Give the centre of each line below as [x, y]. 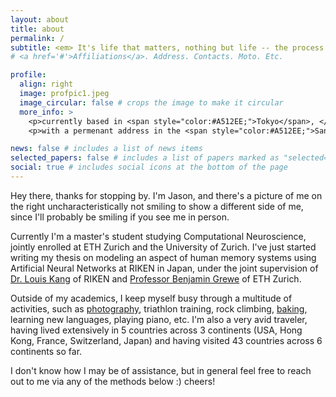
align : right [46, 84]
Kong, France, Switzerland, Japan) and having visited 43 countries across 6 [166, 340]
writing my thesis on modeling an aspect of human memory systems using [163, 257]
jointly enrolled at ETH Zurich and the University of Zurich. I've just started [163, 247]
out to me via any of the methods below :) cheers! [113, 381]
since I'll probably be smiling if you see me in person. [120, 217]
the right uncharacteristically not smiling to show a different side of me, [157, 206]
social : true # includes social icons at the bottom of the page [149, 167]
